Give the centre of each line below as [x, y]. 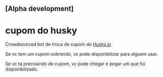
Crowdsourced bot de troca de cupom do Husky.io [58, 44]
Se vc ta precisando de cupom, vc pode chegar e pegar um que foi [75, 64]
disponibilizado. [22, 69]
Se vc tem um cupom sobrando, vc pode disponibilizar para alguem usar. [82, 54]
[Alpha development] [40, 9]
